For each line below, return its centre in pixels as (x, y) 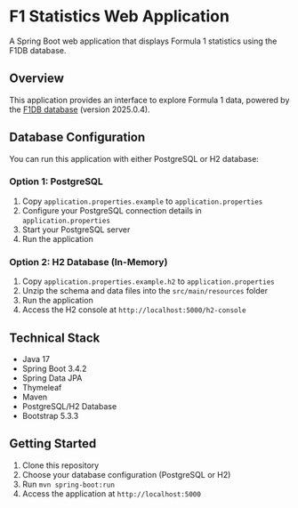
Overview (37, 79)
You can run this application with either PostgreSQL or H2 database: (134, 158)
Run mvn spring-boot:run (68, 484)
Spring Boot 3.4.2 (54, 368)
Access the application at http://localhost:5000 (112, 493)
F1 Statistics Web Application (119, 16)
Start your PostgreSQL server (76, 230)
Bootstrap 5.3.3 (50, 415)
